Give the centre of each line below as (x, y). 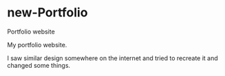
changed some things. (39, 65)
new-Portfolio (47, 13)
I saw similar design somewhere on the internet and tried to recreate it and (112, 58)
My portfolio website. (37, 45)
